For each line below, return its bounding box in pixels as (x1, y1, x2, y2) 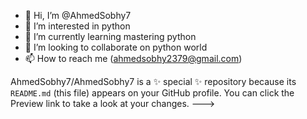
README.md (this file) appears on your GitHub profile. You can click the (10, 87, 295, 99)
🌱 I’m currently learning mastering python (24, 31, 197, 42)
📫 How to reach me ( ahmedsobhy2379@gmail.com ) (24, 53, 243, 64)
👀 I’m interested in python (24, 20, 131, 32)
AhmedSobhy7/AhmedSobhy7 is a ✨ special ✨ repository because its (10, 76, 297, 87)
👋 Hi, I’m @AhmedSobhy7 (24, 10, 132, 21)
